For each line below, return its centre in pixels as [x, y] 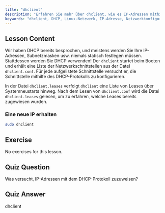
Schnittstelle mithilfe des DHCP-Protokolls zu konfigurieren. [65, 77]
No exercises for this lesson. [34, 152]
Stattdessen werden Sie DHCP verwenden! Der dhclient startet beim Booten [82, 61]
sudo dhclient [20, 125]
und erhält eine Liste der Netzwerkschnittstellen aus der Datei [68, 66]
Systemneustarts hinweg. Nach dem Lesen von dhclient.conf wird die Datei [82, 91]
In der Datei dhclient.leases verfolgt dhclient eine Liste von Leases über [79, 86]
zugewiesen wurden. [26, 102]
